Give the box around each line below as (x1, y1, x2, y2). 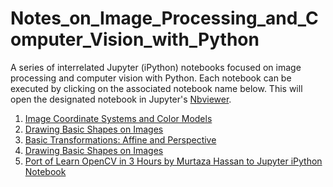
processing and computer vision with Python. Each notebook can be (10, 72, 292, 84)
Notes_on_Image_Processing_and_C (10, 7, 319, 30)
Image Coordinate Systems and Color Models (24, 112, 213, 124)
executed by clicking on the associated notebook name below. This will (10, 82, 303, 94)
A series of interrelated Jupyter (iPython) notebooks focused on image (10, 61, 302, 73)
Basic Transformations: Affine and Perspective (24, 133, 217, 146)
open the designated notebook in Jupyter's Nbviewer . (10, 93, 232, 105)
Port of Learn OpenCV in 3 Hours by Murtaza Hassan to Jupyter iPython (24, 155, 323, 167)
